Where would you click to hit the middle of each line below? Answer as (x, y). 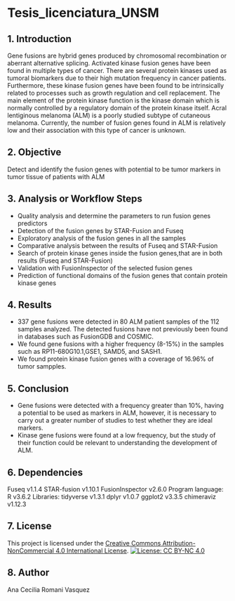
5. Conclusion (38, 389)
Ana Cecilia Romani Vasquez (48, 589)
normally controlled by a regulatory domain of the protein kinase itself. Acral (117, 108)
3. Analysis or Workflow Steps (75, 199)
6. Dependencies (45, 472)
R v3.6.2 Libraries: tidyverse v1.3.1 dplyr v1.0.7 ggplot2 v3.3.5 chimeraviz (112, 497)
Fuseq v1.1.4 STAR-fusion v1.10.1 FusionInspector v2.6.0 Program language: (115, 489)
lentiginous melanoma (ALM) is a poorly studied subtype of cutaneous (109, 115)
